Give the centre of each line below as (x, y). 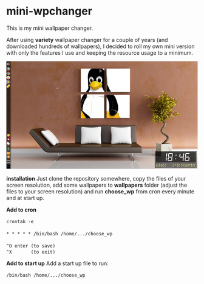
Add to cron (21, 210)
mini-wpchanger (49, 11)
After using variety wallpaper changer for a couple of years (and (87, 40)
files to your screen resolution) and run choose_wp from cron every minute (100, 192)
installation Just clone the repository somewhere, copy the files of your (96, 179)
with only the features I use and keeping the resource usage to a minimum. (100, 52)
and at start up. (25, 198)
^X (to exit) (31, 252)
